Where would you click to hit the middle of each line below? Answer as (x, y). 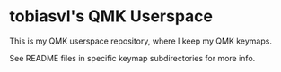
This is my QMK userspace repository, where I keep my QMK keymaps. (140, 41)
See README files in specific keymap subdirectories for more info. (132, 58)
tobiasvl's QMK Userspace (111, 16)
